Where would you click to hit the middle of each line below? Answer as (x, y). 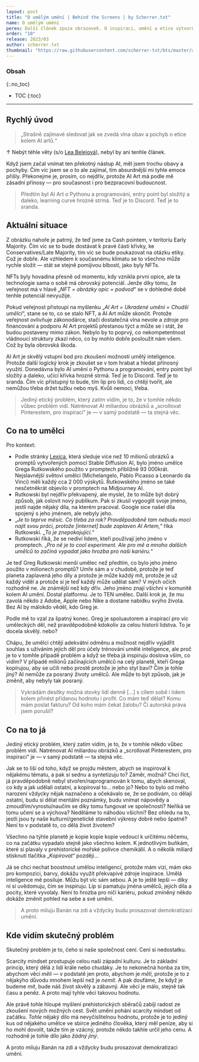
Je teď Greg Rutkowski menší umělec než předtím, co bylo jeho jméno (92, 563)
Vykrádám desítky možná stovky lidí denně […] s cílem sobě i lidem (103, 692)
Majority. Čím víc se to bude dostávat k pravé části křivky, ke (80, 246)
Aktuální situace (37, 226)
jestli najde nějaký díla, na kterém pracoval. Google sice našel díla (95, 507)
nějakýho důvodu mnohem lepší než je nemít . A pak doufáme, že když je (94, 980)
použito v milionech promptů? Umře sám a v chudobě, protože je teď (90, 569)
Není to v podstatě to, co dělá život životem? (60, 825)
